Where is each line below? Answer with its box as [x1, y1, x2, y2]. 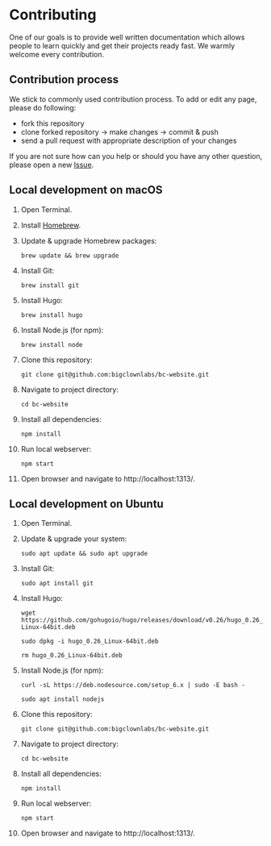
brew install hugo [20, 310, 83, 319]
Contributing [9, 6, 97, 24]
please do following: [9, 102, 77, 112]
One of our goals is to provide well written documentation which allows [9, 32, 245, 42]
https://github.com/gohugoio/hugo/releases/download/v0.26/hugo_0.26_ [20, 616, 264, 624]
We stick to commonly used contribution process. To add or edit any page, [9, 94, 257, 104]
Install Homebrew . [20, 220, 81, 230]
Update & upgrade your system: [20, 534, 127, 544]
